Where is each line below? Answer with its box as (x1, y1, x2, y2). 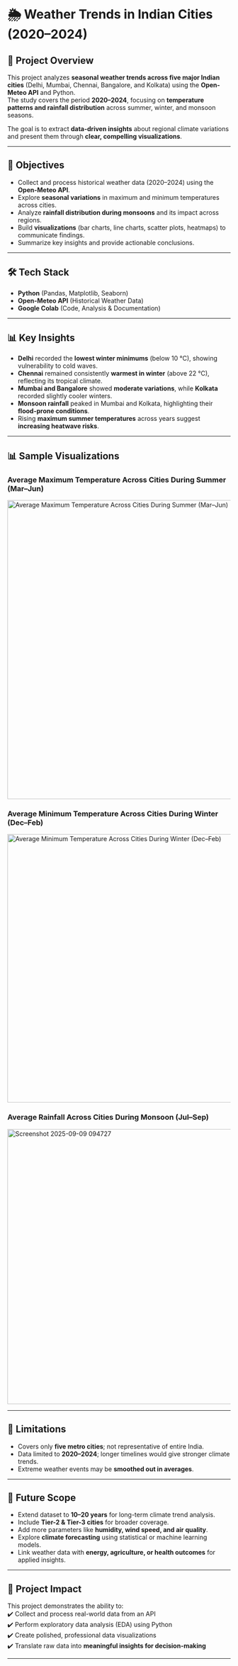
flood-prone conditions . (17, 407, 90, 415)
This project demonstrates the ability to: (7, 1602, 124, 1610)
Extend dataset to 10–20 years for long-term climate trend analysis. (17, 1511, 215, 1519)
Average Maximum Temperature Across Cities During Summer (7, 475, 227, 485)
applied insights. (17, 1555, 66, 1564)
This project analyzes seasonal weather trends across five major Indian (7, 73, 220, 81)
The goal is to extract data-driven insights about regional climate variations (7, 125, 229, 133)
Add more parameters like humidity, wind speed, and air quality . (17, 1526, 208, 1534)
